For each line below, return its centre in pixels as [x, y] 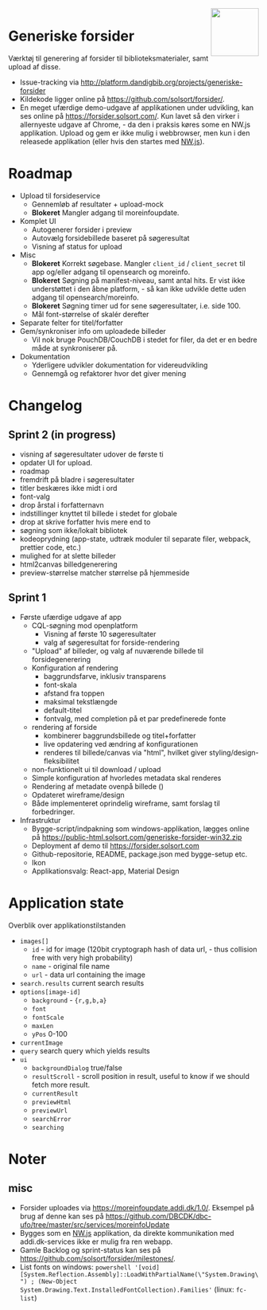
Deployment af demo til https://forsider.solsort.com [116, 845]
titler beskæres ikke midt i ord [68, 488]
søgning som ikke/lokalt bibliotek [74, 530]
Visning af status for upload [77, 246]
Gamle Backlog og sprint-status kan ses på [90, 1249]
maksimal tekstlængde [80, 701]
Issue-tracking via [49, 82]
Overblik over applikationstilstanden [67, 925]
